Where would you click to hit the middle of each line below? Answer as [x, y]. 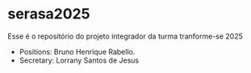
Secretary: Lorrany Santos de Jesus [79, 60]
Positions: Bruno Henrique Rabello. [77, 51]
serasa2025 [49, 14]
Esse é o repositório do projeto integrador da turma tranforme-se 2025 [125, 36]
